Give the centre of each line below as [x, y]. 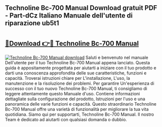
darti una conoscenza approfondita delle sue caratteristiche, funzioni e [76, 73]
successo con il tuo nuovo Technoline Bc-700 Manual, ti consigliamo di [76, 89]
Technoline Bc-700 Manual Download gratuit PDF [81, 8]
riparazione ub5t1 [32, 23]
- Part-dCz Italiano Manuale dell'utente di [69, 16]
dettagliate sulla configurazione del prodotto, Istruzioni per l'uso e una [75, 99]
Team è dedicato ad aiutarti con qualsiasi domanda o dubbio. [66, 119]
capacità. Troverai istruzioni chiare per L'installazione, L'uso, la [67, 78]
